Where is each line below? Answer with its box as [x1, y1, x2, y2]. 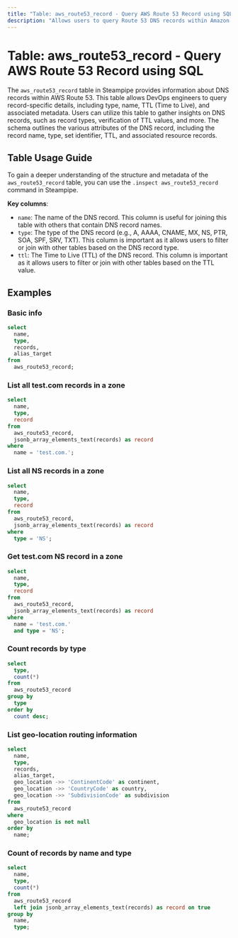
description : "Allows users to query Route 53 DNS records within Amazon [7, 17, 230, 24]
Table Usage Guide [7, 152, 93, 164]
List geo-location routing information [7, 729, 137, 739]
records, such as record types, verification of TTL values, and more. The [7, 116, 220, 125]
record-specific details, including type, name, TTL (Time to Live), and [7, 101, 210, 110]
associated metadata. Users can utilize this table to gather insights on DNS [7, 109, 225, 117]
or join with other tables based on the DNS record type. [17, 243, 179, 252]
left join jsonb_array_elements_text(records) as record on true [13, 904, 211, 911]
